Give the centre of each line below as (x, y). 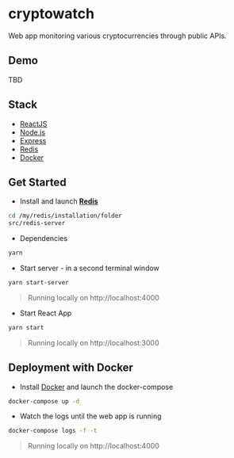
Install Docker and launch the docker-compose (96, 387)
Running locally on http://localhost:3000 (93, 342)
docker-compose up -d (44, 401)
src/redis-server (37, 223)
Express (33, 140)
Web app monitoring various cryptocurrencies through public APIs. (118, 36)
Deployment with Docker (71, 368)
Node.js (33, 132)
